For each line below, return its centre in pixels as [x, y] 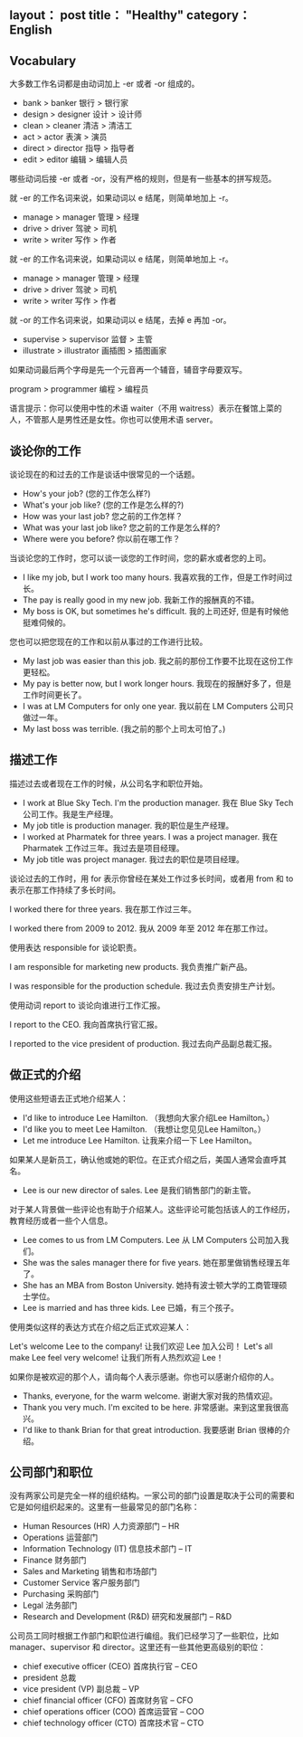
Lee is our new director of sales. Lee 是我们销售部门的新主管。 [139, 1190]
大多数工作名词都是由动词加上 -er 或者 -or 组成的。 [104, 84]
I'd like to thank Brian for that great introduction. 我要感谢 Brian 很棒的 [152, 1429]
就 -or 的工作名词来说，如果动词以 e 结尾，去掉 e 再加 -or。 [121, 320]
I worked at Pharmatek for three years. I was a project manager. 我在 [150, 836]
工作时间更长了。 [54, 695]
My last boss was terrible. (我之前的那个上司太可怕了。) [124, 729]
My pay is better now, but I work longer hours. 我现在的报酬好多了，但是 [157, 684]
